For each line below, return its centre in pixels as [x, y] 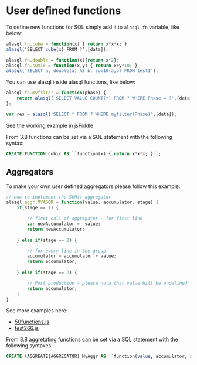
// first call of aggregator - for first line [85, 219]
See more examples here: [37, 311]
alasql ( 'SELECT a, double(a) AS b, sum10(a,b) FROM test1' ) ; [82, 71]
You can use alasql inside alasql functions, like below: [71, 82]
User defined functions [64, 11]
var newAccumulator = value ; [64, 224]
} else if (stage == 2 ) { [47, 240]
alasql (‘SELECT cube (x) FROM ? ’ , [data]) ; [57, 49]
